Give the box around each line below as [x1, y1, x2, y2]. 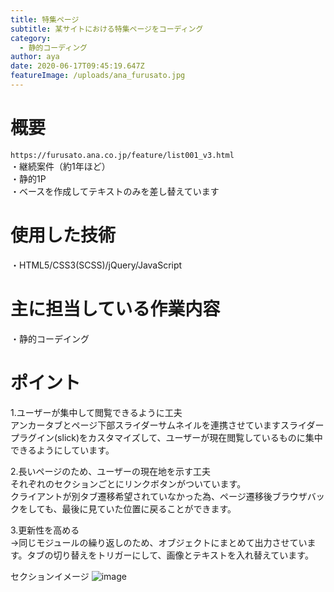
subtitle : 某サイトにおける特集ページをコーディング [10, 24, 204, 34]
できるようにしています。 [10, 444, 115, 456]
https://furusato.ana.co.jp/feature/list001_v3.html [10, 150, 235, 160]
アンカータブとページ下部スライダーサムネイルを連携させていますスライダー [10, 419, 325, 431]
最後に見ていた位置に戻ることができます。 [61, 502, 237, 515]
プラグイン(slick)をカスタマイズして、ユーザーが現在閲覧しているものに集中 [10, 431, 323, 443]
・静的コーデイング [10, 332, 90, 345]
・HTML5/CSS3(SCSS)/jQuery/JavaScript [10, 259, 183, 271]
